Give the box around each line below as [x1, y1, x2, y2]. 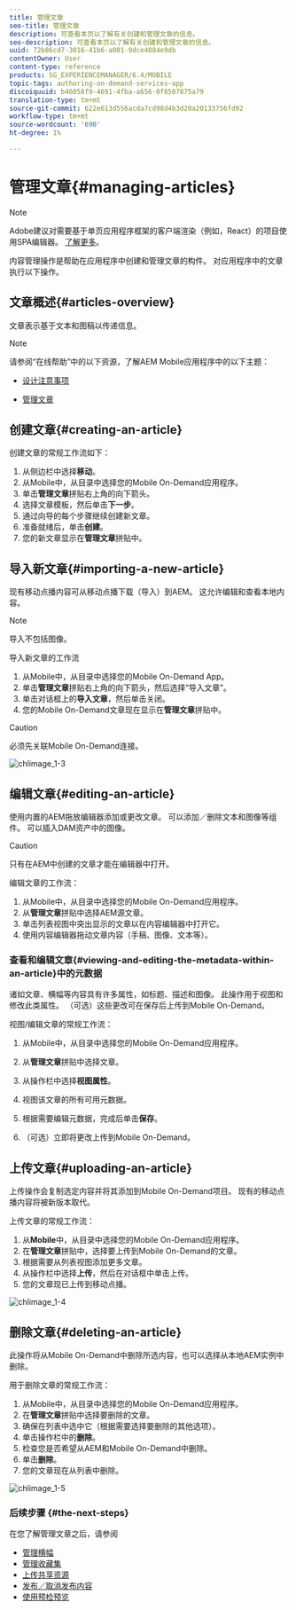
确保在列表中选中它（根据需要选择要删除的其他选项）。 [21, 1420, 221, 1431]
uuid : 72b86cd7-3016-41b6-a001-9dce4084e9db [9, 46, 176, 55]
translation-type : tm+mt [9, 95, 101, 105]
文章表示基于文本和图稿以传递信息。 [9, 320, 142, 331]
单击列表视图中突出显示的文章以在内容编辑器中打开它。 [21, 919, 224, 930]
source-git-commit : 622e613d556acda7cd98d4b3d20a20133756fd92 [9, 104, 244, 113]
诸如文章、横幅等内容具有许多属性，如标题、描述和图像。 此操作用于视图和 [9, 989, 284, 1000]
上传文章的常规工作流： [9, 1216, 95, 1227]
